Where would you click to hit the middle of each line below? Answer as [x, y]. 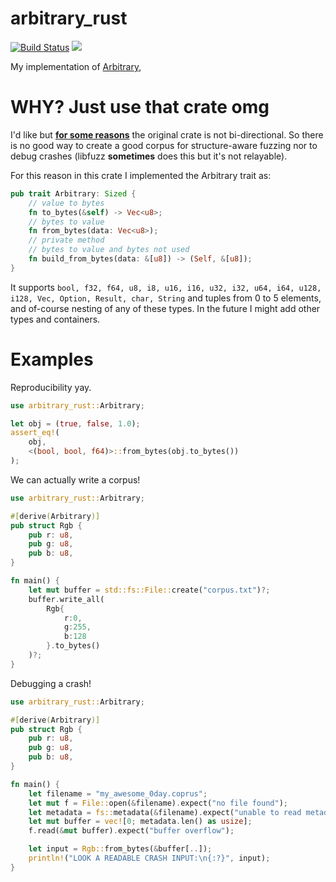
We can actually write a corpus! [75, 479]
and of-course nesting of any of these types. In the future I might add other [165, 308]
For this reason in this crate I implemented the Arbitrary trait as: [141, 175]
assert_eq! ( [35, 433]
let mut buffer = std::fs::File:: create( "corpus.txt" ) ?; [149, 590]
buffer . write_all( [66, 599]
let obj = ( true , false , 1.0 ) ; [75, 423]
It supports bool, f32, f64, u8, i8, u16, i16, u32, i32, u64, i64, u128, [166, 287]
